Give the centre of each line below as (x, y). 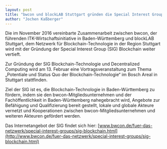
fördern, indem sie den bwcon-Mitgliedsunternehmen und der (68, 95)
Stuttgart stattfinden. (26, 80)
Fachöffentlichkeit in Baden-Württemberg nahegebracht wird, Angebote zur (83, 100)
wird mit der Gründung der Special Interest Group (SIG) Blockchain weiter (80, 49)
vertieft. (13, 54)
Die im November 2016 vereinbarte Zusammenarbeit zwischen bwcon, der (81, 33)
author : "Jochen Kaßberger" (34, 19)
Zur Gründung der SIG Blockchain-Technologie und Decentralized (73, 64)
